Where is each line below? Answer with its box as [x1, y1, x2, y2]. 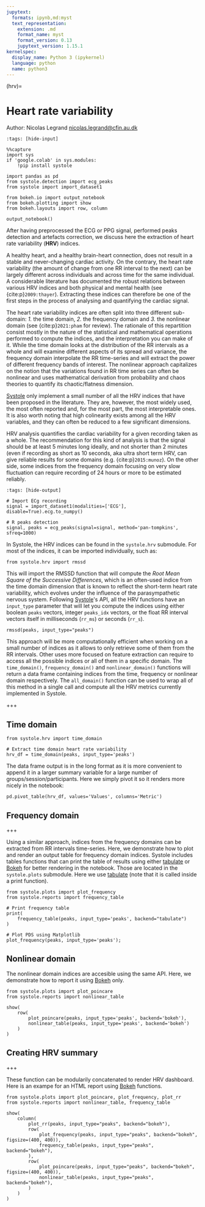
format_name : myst [17, 32, 64, 38]
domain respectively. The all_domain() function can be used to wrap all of [6, 677, 193, 684]
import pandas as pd [6, 174, 59, 180]
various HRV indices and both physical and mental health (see [6, 284, 163, 292]
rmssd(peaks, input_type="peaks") [6, 627, 95, 633]
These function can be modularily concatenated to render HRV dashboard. [6, 1076, 194, 1083]
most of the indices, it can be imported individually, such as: [6, 548, 157, 555]
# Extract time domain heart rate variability [6, 746, 127, 752]
